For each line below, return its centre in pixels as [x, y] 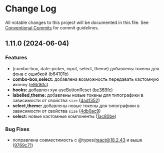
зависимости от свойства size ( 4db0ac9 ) [56, 111]
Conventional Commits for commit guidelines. [52, 27]
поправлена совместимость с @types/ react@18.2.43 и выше [77, 140]
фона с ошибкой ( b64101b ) [40, 74]
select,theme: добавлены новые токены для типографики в [76, 106]
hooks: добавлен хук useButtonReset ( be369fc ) [63, 90]
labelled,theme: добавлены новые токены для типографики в [78, 95]
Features [16, 58]
